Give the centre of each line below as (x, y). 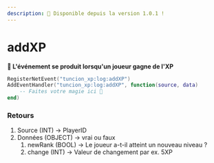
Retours (21, 115)
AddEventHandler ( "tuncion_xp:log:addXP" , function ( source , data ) (103, 85)
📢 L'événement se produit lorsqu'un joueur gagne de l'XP (90, 66)
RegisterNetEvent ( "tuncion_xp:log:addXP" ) (69, 79)
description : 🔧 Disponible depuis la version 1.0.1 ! (86, 13)
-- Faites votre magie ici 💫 (61, 92)
